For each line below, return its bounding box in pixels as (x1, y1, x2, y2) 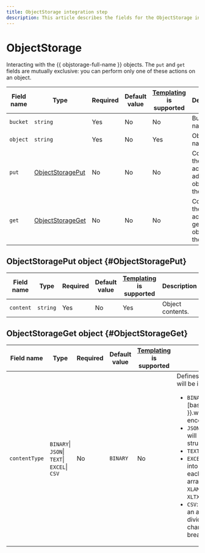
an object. (6, 74, 32, 81)
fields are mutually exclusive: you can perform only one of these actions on (6, 68, 195, 75)
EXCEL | (49, 463, 68, 471)
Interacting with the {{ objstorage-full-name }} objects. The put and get (6, 61, 185, 68)
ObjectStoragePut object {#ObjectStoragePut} (6, 256, 187, 266)
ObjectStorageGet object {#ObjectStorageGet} (6, 328, 188, 339)
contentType (9, 455, 45, 462)
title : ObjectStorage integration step (6, 9, 108, 15)
